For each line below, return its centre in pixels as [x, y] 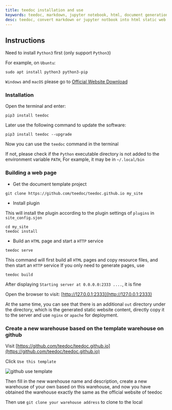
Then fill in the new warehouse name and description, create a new [76, 381]
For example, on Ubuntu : [30, 63]
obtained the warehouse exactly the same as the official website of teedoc [84, 392]
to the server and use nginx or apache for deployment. [62, 315]
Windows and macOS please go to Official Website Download [67, 82]
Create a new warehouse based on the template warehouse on [84, 328]
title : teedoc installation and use [44, 10]
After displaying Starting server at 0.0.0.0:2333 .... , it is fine [73, 284]
